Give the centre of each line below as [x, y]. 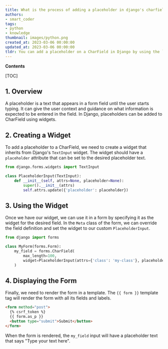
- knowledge [17, 33]
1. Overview [24, 91]
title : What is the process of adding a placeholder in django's [74, 10]
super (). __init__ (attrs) [49, 185]
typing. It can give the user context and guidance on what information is [79, 109]
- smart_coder [20, 19]
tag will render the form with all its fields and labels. [58, 298]
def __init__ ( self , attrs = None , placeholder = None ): [69, 181]
